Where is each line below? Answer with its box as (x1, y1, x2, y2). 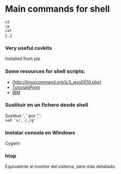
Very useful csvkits (5, 44, 52, 51)
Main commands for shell (5, 3, 110, 15)
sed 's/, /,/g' (5, 118, 36, 123)
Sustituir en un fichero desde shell (5, 102, 88, 109)
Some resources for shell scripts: (5, 68, 85, 75)
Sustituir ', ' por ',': (5, 112, 41, 118)
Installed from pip (5, 56, 40, 62)
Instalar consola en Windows (5, 129, 76, 136)
